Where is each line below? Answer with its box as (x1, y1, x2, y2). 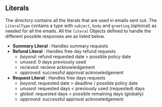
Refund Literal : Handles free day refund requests (12, 48, 116, 54)
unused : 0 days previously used (20, 58, 86, 64)
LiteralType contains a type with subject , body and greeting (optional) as (5, 22, 157, 28)
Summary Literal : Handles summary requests (12, 42, 109, 49)
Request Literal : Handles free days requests (12, 74, 106, 80)
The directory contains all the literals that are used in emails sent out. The (5, 17, 157, 23)
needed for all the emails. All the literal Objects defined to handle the (5, 27, 151, 34)
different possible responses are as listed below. (5, 33, 105, 39)
